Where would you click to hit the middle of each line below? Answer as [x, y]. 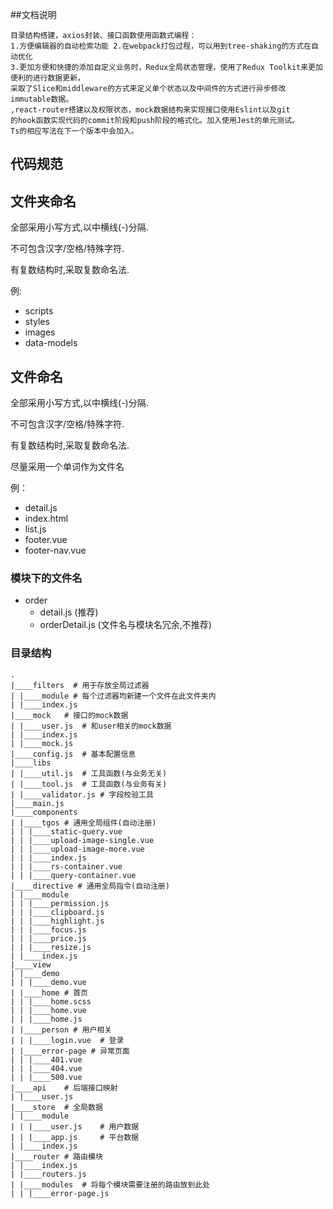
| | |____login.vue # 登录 [67, 1040]
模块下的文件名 [46, 578]
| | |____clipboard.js [57, 912]
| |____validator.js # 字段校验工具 [82, 794]
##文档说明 [33, 14]
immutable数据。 [42, 99]
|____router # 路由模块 [56, 1156]
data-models [51, 343]
